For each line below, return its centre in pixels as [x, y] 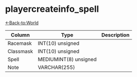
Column [20, 35]
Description [115, 35]
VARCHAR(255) [56, 67]
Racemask [20, 43]
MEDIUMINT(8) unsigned [67, 59]
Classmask [20, 51]
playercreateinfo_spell [52, 9]
